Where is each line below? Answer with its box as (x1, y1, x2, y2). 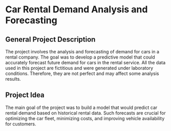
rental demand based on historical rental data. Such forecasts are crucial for (5, 109, 166, 116)
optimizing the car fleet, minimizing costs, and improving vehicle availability (5, 115, 165, 121)
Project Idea (5, 91, 45, 100)
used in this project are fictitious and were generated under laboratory (5, 65, 154, 71)
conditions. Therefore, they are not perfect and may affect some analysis (5, 70, 159, 77)
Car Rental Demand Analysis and (5, 4, 148, 15)
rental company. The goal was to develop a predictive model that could (5, 54, 155, 60)
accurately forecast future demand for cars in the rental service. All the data (5, 60, 166, 65)
